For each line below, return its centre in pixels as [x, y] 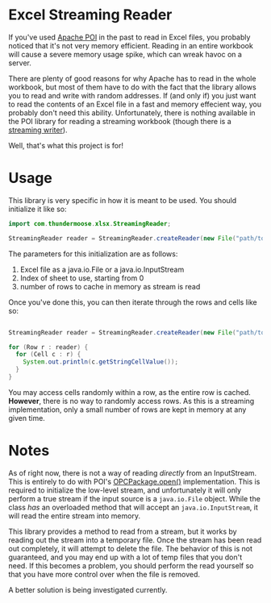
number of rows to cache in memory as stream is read [110, 286]
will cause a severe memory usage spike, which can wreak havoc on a [125, 54]
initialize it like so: [38, 209]
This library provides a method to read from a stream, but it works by [123, 531]
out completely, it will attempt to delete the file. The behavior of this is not [130, 548]
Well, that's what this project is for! [66, 145]
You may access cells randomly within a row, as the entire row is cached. [130, 392]
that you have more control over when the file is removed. [104, 574]
